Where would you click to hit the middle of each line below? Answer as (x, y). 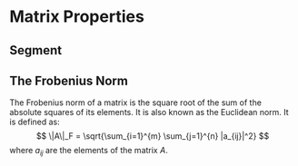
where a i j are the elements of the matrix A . (89, 151)
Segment (35, 50)
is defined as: (35, 122)
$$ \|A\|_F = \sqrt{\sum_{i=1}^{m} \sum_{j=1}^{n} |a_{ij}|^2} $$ (153, 136)
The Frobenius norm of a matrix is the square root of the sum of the (135, 103)
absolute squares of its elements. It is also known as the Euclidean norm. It (149, 112)
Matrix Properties (77, 17)
